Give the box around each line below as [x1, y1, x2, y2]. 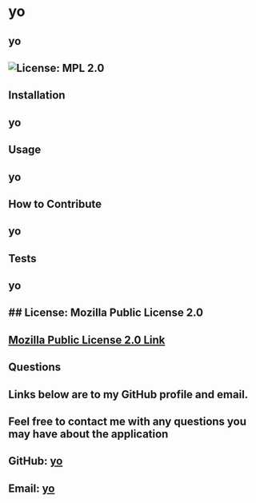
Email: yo [8, 481, 55, 495]
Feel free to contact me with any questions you [8, 415, 246, 429]
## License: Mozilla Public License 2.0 [8, 306, 204, 320]
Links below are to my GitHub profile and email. [8, 387, 249, 401]
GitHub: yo [8, 454, 63, 468]
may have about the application [8, 427, 169, 441]
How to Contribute [8, 197, 102, 210]
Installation [8, 89, 66, 102]
